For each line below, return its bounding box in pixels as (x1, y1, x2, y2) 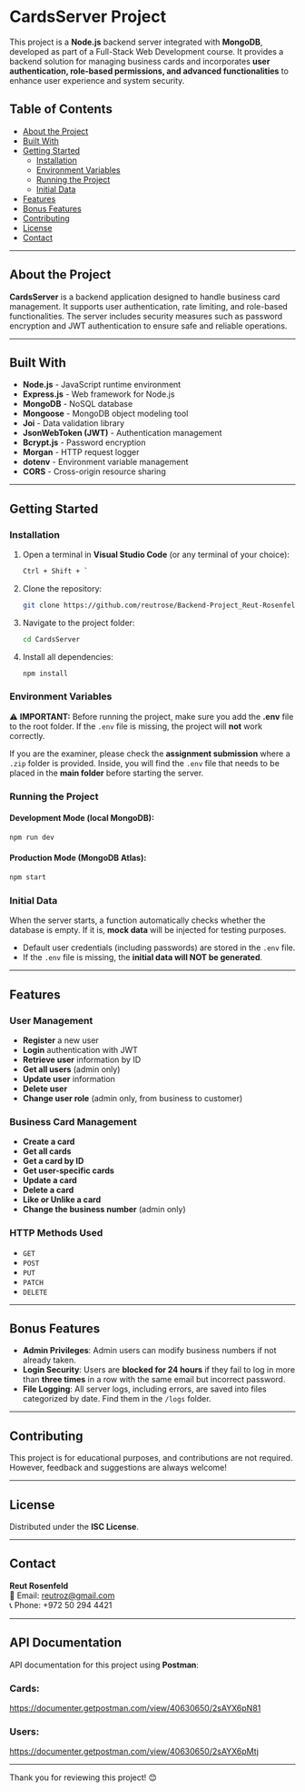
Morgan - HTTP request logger (22, 447, 140, 458)
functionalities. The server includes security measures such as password (9, 310, 283, 321)
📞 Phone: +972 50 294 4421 (9, 1599, 113, 1610)
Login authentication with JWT (22, 1044, 139, 1055)
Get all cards (22, 1146, 72, 1157)
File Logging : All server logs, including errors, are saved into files (22, 1383, 267, 1394)
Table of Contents (9, 102, 113, 117)
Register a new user (22, 1035, 100, 1046)
